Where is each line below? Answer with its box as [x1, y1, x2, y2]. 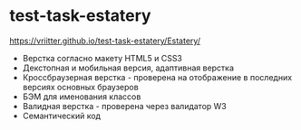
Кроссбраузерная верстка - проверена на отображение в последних [22, 71, 293, 82]
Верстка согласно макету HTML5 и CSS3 [22, 52, 183, 63]
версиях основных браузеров [22, 81, 139, 92]
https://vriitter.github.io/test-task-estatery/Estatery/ [9, 35, 201, 46]
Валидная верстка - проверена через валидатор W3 [22, 100, 227, 111]
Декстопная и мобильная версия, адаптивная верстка [22, 62, 234, 73]
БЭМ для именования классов [22, 91, 141, 102]
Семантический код [22, 110, 102, 121]
